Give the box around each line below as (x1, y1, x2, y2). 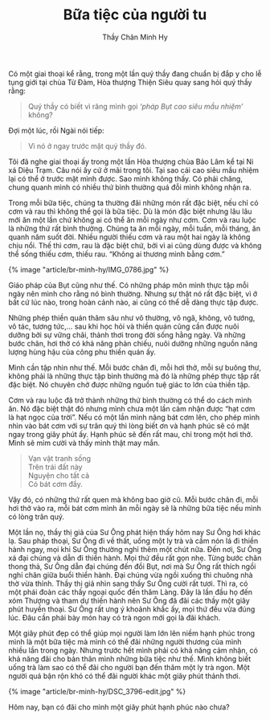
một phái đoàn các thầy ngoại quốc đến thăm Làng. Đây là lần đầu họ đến (8, 587, 253, 596)
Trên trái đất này (27, 462, 83, 472)
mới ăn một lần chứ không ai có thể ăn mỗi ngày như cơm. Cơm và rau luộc (8, 215, 257, 224)
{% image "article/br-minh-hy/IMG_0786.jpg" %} (8, 264, 170, 274)
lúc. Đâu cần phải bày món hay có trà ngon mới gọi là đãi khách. (8, 612, 221, 622)
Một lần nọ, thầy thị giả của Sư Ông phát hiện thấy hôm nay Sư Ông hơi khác (8, 527, 261, 537)
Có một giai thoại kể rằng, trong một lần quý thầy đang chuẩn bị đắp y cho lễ (8, 68, 262, 78)
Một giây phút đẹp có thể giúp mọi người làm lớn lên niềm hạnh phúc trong (8, 628, 256, 638)
